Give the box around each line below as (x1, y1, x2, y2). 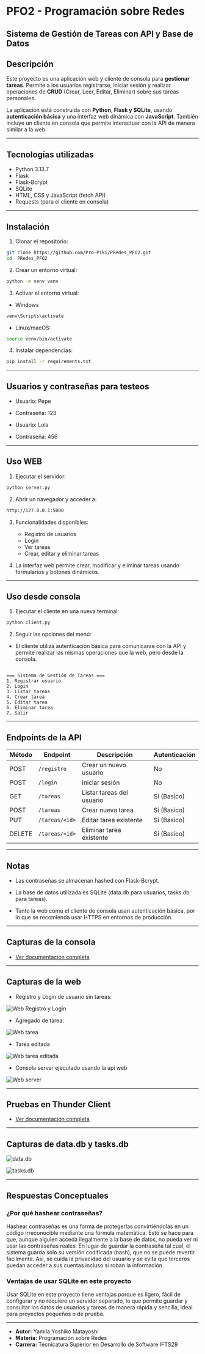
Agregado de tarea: (15, 1017, 65, 1024)
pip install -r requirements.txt (6, 359, 92, 365)
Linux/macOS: (15, 324, 51, 331)
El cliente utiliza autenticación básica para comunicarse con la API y (15, 642, 187, 650)
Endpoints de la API (6, 732, 82, 743)
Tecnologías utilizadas (6, 149, 94, 160)
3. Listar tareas (6, 689, 51, 695)
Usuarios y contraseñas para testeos (6, 381, 149, 392)
